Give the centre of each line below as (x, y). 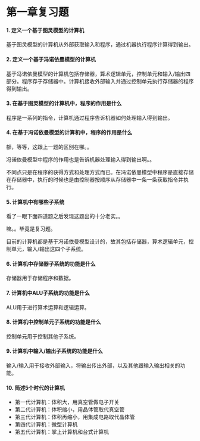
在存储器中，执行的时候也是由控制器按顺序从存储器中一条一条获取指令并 (95, 180)
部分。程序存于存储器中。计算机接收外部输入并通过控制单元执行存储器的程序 (100, 81)
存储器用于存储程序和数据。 (40, 278)
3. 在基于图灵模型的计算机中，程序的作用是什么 (64, 103)
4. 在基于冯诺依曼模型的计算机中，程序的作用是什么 (69, 132)
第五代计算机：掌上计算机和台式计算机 (62, 432)
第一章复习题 (38, 12)
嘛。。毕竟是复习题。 (31, 229)
